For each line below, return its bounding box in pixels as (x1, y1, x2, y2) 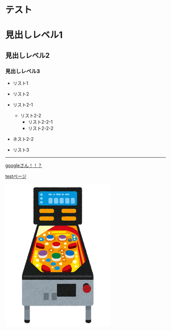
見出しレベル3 (5, 68, 40, 75)
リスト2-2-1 (27, 119, 53, 125)
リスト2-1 (12, 102, 33, 108)
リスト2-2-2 (27, 125, 53, 132)
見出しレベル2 (5, 51, 50, 59)
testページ (5, 173, 27, 179)
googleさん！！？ (5, 163, 42, 169)
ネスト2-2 (12, 136, 34, 142)
